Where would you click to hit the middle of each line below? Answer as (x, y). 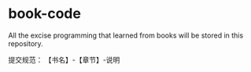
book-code (44, 14)
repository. (26, 43)
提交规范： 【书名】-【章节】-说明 (64, 59)
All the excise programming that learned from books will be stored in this (126, 35)
